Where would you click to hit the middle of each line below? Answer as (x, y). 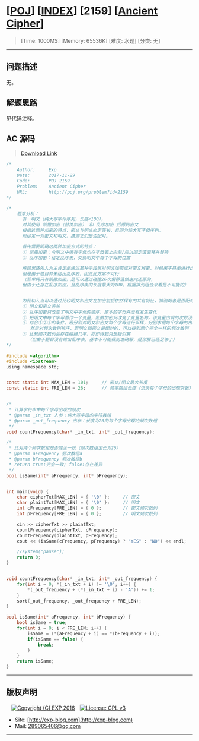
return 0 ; (29, 557)
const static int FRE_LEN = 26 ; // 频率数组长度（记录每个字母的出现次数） (100, 388)
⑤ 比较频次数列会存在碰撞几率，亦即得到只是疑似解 (76, 334)
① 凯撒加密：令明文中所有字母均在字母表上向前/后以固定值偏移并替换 (95, 252)
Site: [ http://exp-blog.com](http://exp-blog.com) (74, 720)
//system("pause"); (41, 552)
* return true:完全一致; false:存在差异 (55, 465)
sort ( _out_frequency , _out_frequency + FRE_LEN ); (79, 601)
